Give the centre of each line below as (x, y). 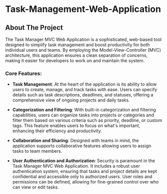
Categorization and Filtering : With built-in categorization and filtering (84, 110)
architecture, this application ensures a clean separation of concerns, (77, 55)
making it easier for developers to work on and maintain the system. (75, 60)
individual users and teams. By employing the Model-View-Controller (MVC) (83, 50)
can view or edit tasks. (35, 187)
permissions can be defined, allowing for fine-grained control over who (85, 182)
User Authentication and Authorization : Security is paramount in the (84, 161)
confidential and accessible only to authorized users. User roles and (82, 177)
